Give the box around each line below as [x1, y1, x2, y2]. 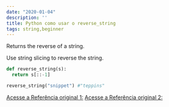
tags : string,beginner [6, 26, 64, 32]
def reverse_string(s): [6, 66, 67, 72]
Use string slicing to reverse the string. [6, 54, 104, 61]
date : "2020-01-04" [6, 9, 56, 15]
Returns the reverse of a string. [6, 43, 85, 50]
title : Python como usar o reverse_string [6, 20, 116, 26]
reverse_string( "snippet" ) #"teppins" [6, 83, 105, 89]
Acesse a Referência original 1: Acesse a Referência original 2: [6, 94, 163, 101]
